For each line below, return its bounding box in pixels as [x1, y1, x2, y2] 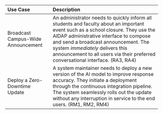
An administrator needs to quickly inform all [52, 15, 152, 21]
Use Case [7, 6, 31, 13]
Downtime [7, 83, 31, 89]
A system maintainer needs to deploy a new [52, 65, 152, 71]
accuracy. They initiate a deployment [52, 77, 137, 83]
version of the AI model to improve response [52, 71, 154, 77]
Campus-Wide [7, 36, 42, 42]
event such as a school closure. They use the [52, 27, 156, 33]
